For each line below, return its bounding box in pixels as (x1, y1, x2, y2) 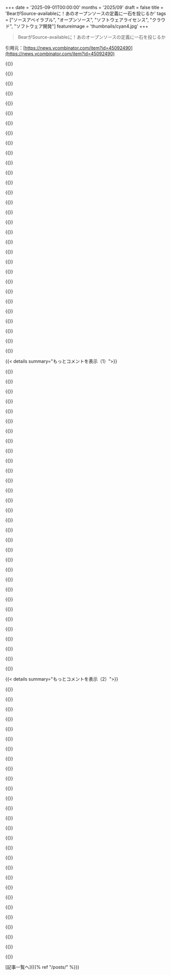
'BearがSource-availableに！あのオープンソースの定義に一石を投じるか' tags (5, 10, 166, 16)
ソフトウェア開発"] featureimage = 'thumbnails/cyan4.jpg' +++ (16, 23, 149, 29)
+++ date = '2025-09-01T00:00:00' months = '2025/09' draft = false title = (5, 5, 164, 10)
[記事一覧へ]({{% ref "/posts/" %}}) (5, 964, 80, 970)
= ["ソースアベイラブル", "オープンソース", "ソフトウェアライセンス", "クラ (5, 17, 161, 22)
